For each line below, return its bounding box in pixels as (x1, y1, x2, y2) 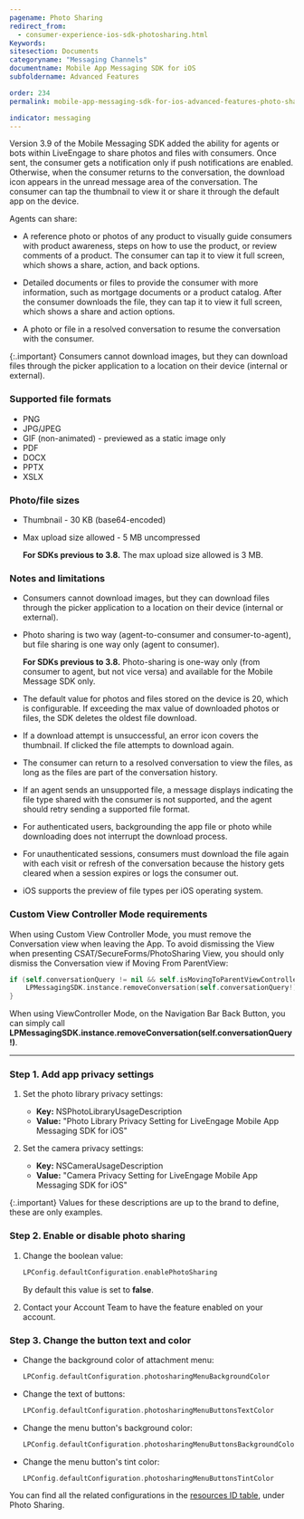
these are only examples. (9, 1207, 103, 1218)
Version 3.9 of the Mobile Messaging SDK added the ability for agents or (9, 138, 280, 149)
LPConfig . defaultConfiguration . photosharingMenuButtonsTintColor (22, 1474, 274, 1483)
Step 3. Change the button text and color (9, 1333, 192, 1346)
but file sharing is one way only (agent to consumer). (22, 639, 220, 650)
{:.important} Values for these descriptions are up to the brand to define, (9, 1197, 280, 1208)
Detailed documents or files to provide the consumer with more (22, 277, 259, 288)
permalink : (9, 97, 51, 106)
